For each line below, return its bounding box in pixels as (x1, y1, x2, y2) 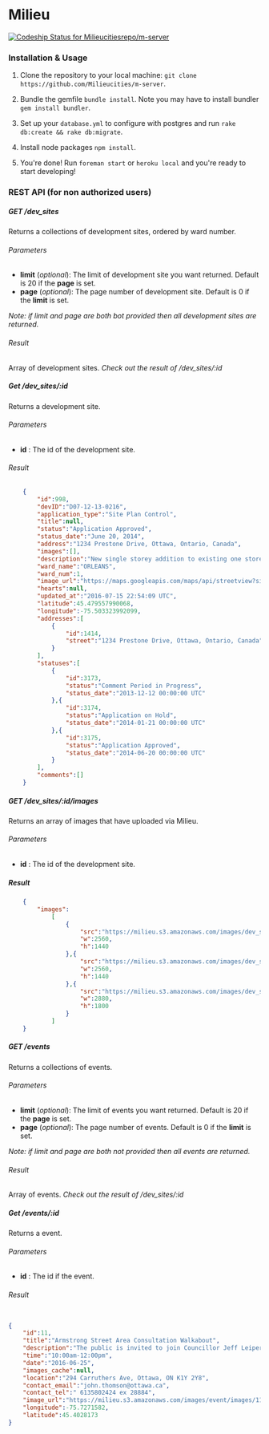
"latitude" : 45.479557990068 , (37, 600, 134, 608)
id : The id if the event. (19, 1271, 94, 1281)
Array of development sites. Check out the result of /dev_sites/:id (8, 363, 223, 372)
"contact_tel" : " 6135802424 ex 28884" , (22, 1389, 156, 1397)
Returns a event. (8, 1229, 62, 1238)
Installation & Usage (8, 52, 88, 63)
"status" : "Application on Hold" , (65, 711, 178, 719)
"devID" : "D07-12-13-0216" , (37, 503, 127, 511)
